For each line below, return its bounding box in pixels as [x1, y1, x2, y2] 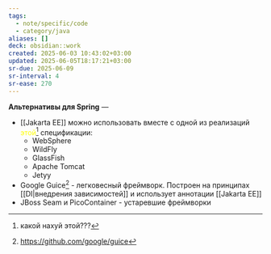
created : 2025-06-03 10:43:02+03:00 [8, 49, 131, 57]
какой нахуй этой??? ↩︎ [19, 220, 99, 231]
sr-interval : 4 [8, 72, 60, 80]
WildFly [31, 145, 58, 155]
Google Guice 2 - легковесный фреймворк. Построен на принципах [19, 179, 250, 190]
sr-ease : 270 [8, 79, 52, 87]
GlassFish [31, 153, 65, 163]
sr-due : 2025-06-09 [8, 65, 74, 73]
